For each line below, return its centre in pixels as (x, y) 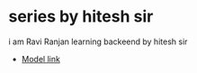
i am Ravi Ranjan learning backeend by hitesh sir (98, 41)
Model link (40, 59)
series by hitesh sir (81, 17)
